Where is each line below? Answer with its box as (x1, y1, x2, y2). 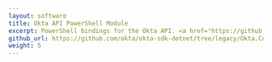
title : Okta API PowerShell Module (8, 19, 129, 27)
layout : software (8, 11, 67, 20)
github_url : (8, 34, 49, 43)
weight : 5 (8, 42, 42, 50)
